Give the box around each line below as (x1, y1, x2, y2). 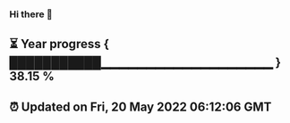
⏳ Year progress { (9, 37, 110, 52)
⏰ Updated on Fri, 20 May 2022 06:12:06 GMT (9, 99, 272, 114)
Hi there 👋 (9, 8, 54, 20)
